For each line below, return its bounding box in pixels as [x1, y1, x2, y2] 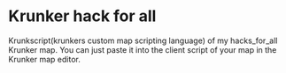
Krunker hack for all [8, 6, 157, 26]
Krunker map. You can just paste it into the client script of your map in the [8, 44, 277, 55]
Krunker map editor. [8, 54, 81, 64]
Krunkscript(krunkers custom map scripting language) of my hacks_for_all [8, 35, 278, 46]
